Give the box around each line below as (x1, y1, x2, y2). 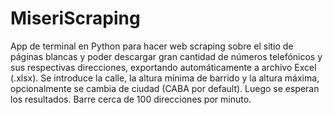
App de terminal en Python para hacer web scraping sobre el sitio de (10, 40, 294, 52)
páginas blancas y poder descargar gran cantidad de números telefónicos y (10, 50, 323, 62)
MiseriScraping (10, 7, 141, 30)
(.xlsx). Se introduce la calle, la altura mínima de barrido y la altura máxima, (10, 72, 320, 84)
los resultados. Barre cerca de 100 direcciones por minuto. (10, 93, 252, 105)
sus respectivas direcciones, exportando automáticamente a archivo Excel (10, 61, 317, 73)
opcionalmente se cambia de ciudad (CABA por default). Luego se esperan (10, 82, 320, 94)
